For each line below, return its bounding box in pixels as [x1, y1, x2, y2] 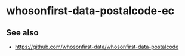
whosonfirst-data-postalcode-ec [6, 4, 175, 18]
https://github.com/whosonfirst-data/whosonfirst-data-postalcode [14, 43, 179, 50]
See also [6, 28, 39, 38]
